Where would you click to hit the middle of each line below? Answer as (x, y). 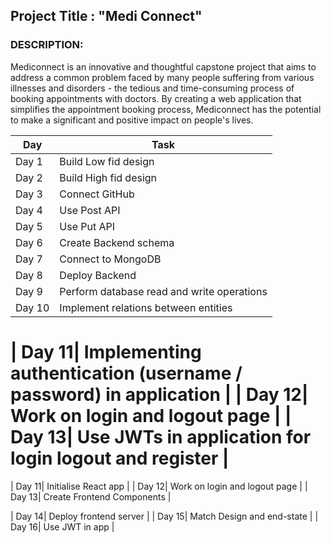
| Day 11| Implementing (106, 351)
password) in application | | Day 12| (159, 394)
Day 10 (32, 307)
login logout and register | (120, 458)
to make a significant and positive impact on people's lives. (132, 120)
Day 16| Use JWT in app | (62, 526)
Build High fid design (108, 177)
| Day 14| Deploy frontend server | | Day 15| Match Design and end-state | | (164, 516)
